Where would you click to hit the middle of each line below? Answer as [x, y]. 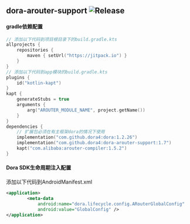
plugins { [18, 77]
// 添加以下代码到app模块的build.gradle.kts [57, 72]
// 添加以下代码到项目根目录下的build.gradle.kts [62, 39]
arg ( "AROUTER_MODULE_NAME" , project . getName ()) [86, 110]
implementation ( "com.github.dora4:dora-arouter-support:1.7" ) [94, 143]
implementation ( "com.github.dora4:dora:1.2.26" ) [77, 138]
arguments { [31, 105]
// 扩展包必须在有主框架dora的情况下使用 [61, 132]
